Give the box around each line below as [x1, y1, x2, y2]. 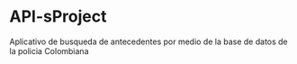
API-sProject [9, 6, 107, 27]
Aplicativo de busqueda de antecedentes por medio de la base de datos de [9, 36, 288, 47]
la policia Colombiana [9, 45, 89, 56]
